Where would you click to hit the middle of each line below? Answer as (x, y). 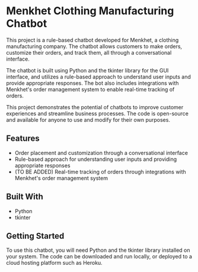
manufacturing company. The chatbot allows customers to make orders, (94, 46)
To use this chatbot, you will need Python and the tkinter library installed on (98, 250)
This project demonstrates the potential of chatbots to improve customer (95, 107)
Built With (25, 197)
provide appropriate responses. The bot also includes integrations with (92, 83)
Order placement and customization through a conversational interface (101, 153)
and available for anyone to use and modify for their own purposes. (88, 119)
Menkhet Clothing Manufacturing (90, 11)
